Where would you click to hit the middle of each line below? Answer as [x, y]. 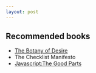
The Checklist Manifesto [45, 57]
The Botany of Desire [41, 51]
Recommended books [48, 36]
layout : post [22, 12]
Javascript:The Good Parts [48, 63]
